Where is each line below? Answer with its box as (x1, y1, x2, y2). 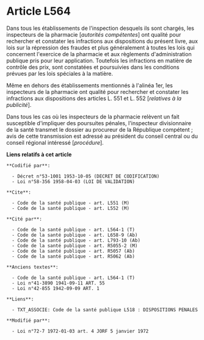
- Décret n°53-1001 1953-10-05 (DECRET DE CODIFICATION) (12, 173, 160, 179)
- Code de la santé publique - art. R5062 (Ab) (12, 253, 136, 259)
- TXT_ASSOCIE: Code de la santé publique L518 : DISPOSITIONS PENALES (12, 306, 199, 313)
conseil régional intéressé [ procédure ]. (6, 139, 104, 146)
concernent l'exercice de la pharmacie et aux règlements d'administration (6, 50, 192, 57)
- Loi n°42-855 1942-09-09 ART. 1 (12, 285, 100, 291)
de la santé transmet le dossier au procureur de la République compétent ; (6, 126, 194, 133)
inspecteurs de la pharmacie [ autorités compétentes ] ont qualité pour (6, 31, 181, 38)
